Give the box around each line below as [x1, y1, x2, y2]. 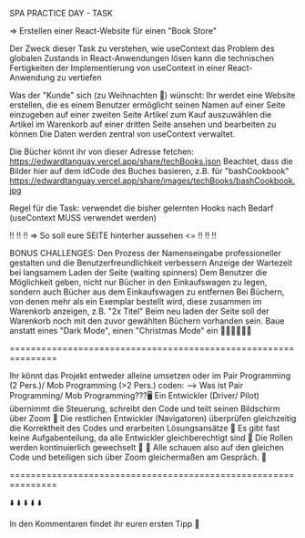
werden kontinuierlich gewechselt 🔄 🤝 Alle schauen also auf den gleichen [9, 442, 285, 452]
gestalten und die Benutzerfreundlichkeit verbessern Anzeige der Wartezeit [9, 257, 293, 268]
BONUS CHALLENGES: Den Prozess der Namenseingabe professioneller [9, 248, 282, 258]
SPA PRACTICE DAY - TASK [9, 8, 114, 18]
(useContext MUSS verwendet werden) [9, 212, 158, 222]
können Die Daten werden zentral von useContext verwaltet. [9, 129, 236, 140]
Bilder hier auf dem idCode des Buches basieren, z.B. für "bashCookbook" [9, 166, 290, 176]
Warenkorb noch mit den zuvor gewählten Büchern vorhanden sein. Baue [9, 316, 285, 326]
